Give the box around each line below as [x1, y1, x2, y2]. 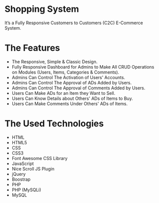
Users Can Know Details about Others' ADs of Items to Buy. [11, 95, 133, 101]
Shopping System [4, 3, 79, 15]
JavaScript [11, 161, 34, 166]
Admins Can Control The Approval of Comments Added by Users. [11, 85, 146, 91]
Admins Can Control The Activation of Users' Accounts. [11, 74, 125, 80]
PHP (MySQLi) [11, 187, 41, 193]
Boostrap [11, 176, 31, 182]
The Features [4, 42, 60, 54]
